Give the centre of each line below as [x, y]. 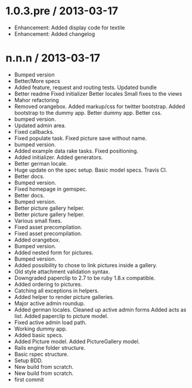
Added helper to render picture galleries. [64, 297]
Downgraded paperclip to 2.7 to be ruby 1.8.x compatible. [85, 278]
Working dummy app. [41, 329]
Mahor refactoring [36, 100]
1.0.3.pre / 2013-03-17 [62, 11]
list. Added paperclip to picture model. [61, 316]
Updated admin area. [40, 125]
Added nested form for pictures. [54, 252]
